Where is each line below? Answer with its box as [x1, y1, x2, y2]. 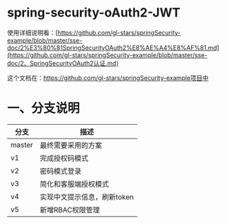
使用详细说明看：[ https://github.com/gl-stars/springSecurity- [7, 28, 181, 37]
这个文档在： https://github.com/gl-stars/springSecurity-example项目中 [7, 74, 209, 82]
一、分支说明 [7, 101, 81, 116]
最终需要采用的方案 [39, 140, 102, 150]
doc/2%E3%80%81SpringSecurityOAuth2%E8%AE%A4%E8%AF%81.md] [7, 43, 220, 52]
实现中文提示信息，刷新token [39, 192, 134, 201]
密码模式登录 [39, 166, 81, 176]
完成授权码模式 [39, 153, 88, 163]
